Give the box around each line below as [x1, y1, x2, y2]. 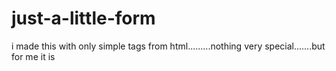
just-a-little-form [11, 7, 156, 30]
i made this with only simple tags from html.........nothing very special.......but [11, 40, 326, 52]
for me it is [11, 50, 56, 62]
